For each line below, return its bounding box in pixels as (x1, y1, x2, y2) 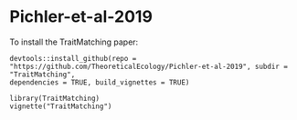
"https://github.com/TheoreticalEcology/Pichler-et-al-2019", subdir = (9, 62, 288, 71)
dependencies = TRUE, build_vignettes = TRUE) (9, 77, 190, 87)
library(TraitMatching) (9, 94, 101, 103)
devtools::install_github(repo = (9, 54, 137, 63)
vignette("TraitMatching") (9, 102, 112, 111)
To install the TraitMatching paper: (9, 36, 139, 47)
